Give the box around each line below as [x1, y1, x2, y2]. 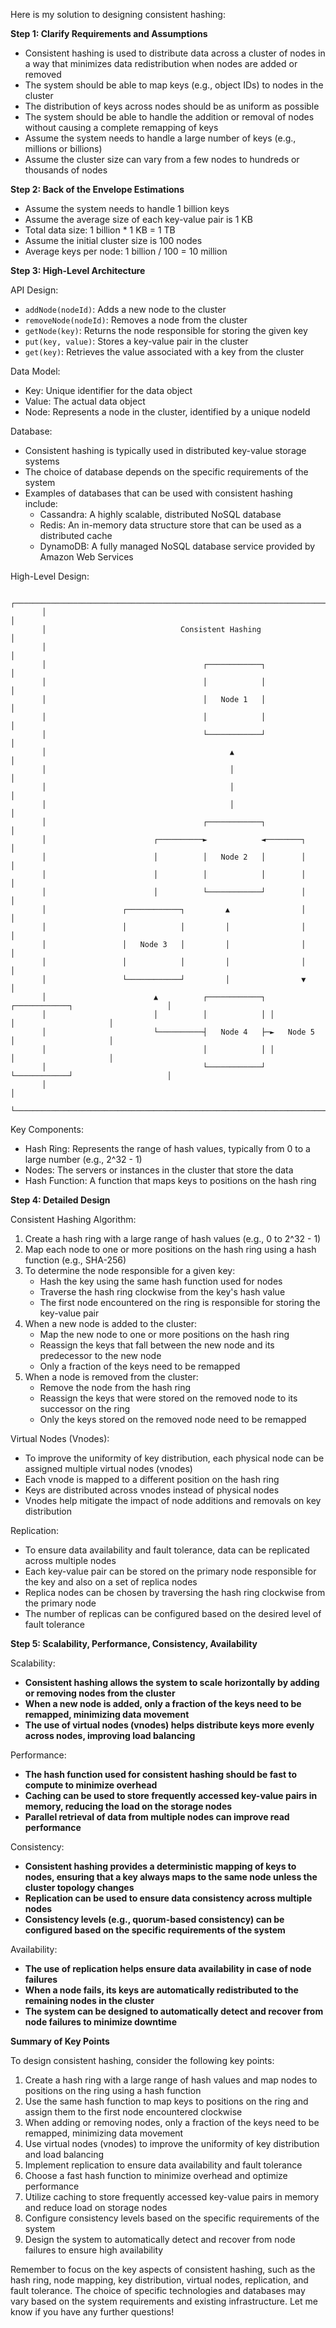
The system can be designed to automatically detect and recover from [24, 2005, 324, 2017]
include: [24, 498, 58, 509]
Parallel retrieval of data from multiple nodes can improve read [24, 1811, 290, 1823]
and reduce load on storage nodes [24, 2202, 168, 2213]
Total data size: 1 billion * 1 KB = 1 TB [24, 224, 176, 236]
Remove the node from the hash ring [39, 1382, 192, 1393]
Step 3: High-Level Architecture [10, 265, 146, 276]
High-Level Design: [10, 570, 90, 582]
